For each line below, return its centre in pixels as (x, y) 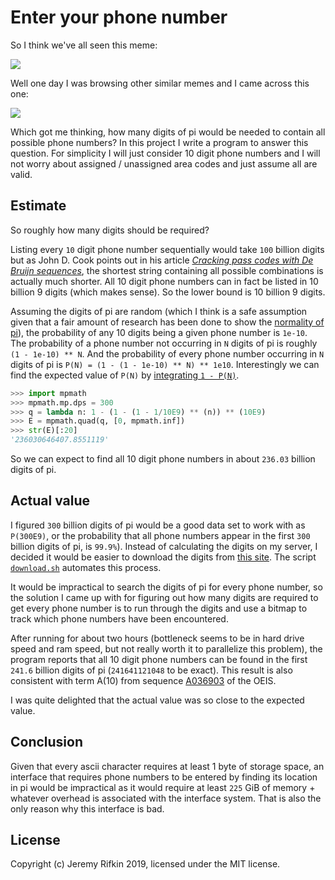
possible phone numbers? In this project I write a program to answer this (159, 142)
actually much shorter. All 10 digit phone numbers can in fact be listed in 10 (164, 281)
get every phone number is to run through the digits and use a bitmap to (159, 608)
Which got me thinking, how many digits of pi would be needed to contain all (168, 132)
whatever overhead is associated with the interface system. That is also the (166, 798)
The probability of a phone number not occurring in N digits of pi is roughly (164, 343)
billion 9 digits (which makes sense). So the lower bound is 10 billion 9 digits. (168, 292)
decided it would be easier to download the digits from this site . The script (163, 557)
